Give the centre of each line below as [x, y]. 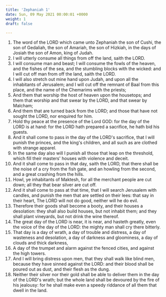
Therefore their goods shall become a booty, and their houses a [78, 206]
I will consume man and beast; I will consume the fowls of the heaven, [84, 64]
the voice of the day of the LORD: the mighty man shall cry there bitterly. [87, 227]
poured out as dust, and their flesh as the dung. [61, 269]
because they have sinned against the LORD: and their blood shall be [83, 264]
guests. [21, 132]
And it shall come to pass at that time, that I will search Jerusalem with [84, 190]
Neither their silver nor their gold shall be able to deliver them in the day [86, 275]
